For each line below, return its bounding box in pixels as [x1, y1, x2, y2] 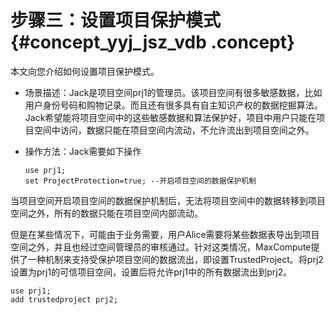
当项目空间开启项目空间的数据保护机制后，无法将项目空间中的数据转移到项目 [10, 194, 326, 206]
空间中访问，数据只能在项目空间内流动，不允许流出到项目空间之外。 [33, 124, 315, 136]
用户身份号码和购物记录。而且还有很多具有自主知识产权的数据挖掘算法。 [24, 99, 323, 111]
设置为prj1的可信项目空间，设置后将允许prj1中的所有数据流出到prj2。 [10, 266, 293, 278]
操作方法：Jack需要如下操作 [24, 145, 142, 157]
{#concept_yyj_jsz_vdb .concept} [10, 31, 296, 54]
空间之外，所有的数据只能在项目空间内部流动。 [10, 207, 203, 219]
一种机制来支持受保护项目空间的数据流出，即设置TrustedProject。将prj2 [27, 253, 324, 265]
